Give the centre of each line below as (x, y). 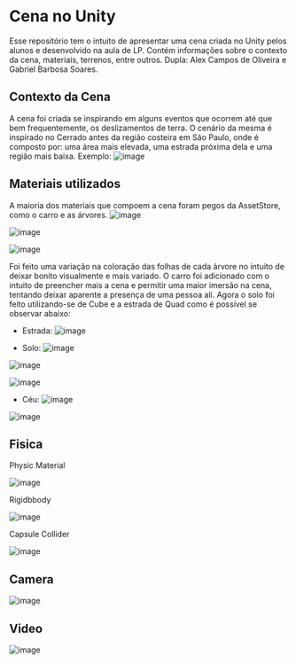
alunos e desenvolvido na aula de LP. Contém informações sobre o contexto (148, 50)
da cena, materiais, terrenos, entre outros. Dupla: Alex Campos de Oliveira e (148, 59)
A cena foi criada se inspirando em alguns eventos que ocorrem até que (141, 118)
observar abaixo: (40, 313)
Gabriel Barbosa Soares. (54, 69)
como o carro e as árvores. (58, 215)
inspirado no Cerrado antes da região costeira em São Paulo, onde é (134, 137)
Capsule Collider (39, 535)
